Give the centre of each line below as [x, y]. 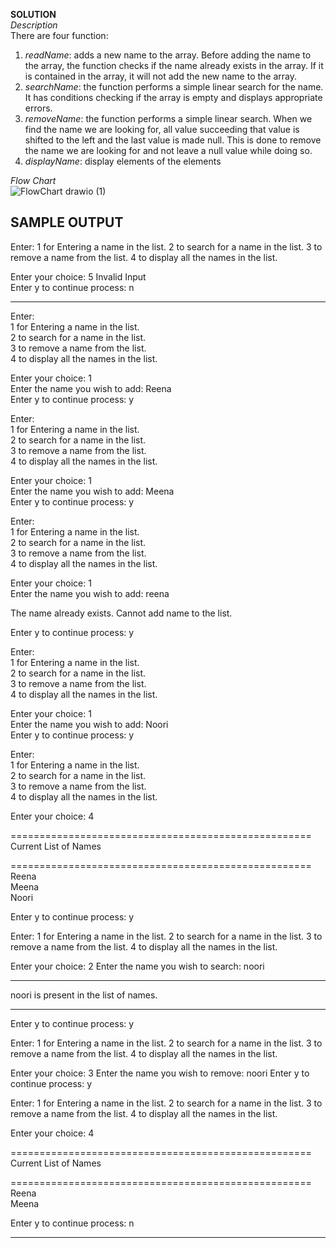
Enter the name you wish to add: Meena [92, 491]
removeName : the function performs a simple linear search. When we [168, 118]
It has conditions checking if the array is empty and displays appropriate [173, 97]
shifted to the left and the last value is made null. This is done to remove [173, 140]
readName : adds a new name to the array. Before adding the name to [168, 55]
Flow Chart [33, 180]
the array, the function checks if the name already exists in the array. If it [174, 65]
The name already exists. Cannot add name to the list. [121, 613]
